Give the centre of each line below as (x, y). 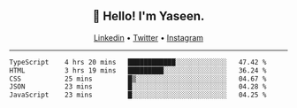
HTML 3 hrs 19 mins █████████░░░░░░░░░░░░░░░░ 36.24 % (138, 70)
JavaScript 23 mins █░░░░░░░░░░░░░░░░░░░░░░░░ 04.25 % (138, 95)
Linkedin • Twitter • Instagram (148, 37)
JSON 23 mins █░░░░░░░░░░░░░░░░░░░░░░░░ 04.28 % (138, 87)
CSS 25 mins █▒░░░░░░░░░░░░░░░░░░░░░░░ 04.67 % (138, 79)
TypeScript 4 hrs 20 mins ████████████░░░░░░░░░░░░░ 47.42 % (138, 62)
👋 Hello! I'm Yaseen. (148, 16)
